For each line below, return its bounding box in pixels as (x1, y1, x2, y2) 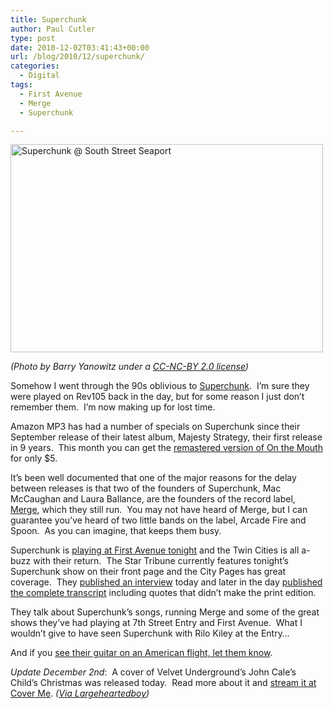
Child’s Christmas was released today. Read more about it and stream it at (10, 677, 317, 689)
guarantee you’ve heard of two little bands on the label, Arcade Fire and (10, 514, 307, 526)
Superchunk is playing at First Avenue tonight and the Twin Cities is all (10, 544, 300, 556)
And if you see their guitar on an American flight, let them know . (10, 647, 273, 659)
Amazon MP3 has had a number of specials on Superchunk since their (10, 421, 301, 433)
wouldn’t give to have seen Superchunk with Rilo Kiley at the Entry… (10, 627, 290, 640)
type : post (10, 33, 56, 43)
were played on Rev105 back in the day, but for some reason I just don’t (10, 391, 305, 403)
